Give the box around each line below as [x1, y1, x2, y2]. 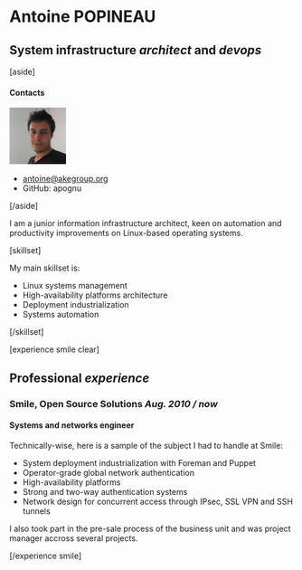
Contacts [9, 87, 45, 98]
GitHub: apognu [22, 183, 82, 194]
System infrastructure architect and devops [9, 43, 262, 58]
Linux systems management [22, 280, 128, 291]
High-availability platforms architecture [22, 290, 168, 300]
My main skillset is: [9, 262, 80, 273]
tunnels [22, 505, 52, 517]
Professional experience [9, 370, 150, 385]
